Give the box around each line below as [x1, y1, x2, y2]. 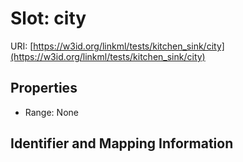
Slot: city [10, 7, 87, 30]
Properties [10, 80, 78, 97]
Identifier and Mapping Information [10, 135, 234, 152]
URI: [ [10, 40, 34, 52]
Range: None [24, 106, 79, 118]
